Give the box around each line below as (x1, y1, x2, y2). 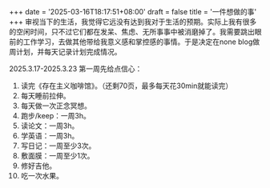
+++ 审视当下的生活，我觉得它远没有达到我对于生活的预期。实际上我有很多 (9, 17, 257, 26)
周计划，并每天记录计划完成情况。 (9, 47, 122, 56)
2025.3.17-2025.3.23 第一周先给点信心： (9, 64, 143, 74)
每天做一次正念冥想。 (20, 101, 91, 110)
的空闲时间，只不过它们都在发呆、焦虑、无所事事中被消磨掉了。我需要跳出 (9, 27, 255, 36)
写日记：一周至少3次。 (20, 141, 96, 150)
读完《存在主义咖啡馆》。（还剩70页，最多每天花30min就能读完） (20, 81, 233, 90)
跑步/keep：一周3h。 (20, 111, 91, 120)
